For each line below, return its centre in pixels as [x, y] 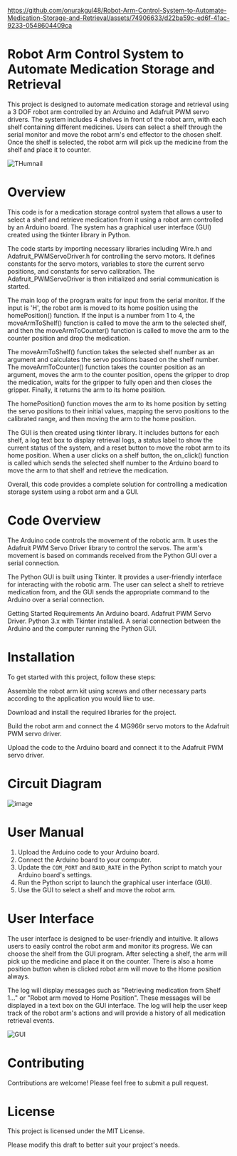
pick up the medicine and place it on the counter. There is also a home [110, 961]
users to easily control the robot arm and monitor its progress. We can [110, 946]
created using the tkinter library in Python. [69, 234]
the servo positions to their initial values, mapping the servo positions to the [118, 411]
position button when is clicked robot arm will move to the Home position [114, 969]
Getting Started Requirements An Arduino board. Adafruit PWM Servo [109, 613]
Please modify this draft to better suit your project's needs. [94, 1145]
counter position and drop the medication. [69, 338]
